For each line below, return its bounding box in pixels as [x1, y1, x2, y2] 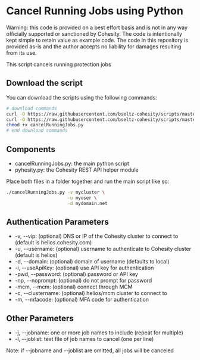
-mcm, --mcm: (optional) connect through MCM [14, 283, 133, 290]
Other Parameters [6, 313, 74, 323]
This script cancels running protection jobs [6, 61, 111, 68]
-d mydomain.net [67, 200, 108, 206]
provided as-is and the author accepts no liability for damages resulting [6, 43, 182, 50]
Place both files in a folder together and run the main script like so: [6, 178, 170, 185]
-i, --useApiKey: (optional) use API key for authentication [14, 264, 154, 272]
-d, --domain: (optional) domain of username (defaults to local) [14, 258, 170, 265]
